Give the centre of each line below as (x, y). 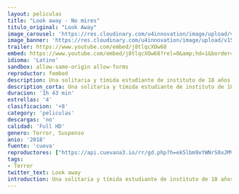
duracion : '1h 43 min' (41, 93)
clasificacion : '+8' (38, 107)
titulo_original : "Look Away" (52, 27)
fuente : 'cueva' (31, 146)
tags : (15, 160)
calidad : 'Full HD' (36, 126)
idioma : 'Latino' (33, 60)
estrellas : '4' (30, 100)
